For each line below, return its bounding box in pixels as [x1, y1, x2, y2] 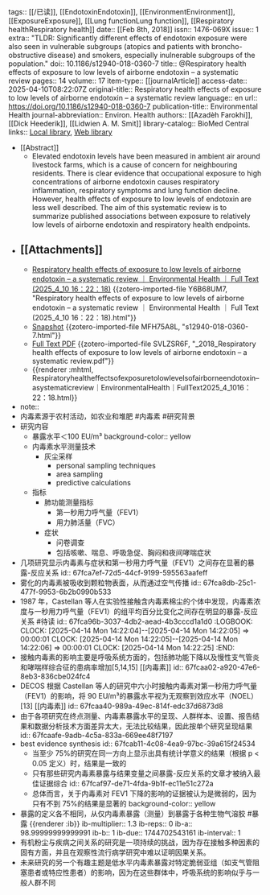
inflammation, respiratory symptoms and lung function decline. [31, 186, 240, 195]
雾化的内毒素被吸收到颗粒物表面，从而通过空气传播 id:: [19, 578, 202, 588]
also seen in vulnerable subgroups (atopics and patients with [8, 42, 211, 51]
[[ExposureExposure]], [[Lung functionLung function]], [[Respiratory [8, 16, 235, 26]
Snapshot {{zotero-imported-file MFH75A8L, [31, 321, 181, 332]
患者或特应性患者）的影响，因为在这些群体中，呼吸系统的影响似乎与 [27, 868, 253, 877]
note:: [19, 402, 40, 411]
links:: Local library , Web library [8, 127, 112, 137]
